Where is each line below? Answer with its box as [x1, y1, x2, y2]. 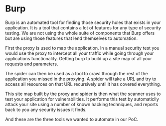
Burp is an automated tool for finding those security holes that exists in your [5, 19, 161, 25]
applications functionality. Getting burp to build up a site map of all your [5, 55, 152, 61]
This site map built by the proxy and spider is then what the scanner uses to [5, 91, 161, 97]
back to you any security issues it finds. [5, 107, 87, 113]
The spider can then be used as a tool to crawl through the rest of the [5, 70, 148, 76]
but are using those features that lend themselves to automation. [5, 35, 138, 41]
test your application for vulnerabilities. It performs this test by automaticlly [5, 96, 159, 102]
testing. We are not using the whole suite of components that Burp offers [5, 30, 155, 36]
